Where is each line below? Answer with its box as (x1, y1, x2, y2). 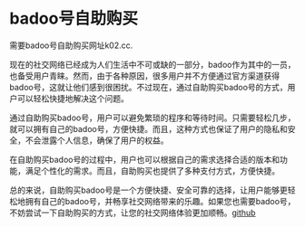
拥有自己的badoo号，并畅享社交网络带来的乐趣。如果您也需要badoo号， (25, 195, 296, 206)
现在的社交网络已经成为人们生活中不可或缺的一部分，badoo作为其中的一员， (9, 59, 296, 70)
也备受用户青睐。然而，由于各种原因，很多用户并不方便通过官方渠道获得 (9, 70, 280, 81)
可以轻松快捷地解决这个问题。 (16, 92, 129, 104)
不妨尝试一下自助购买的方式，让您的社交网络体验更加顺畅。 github (9, 207, 256, 218)
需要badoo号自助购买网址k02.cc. (9, 40, 133, 51)
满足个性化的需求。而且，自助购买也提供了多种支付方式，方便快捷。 (25, 165, 280, 176)
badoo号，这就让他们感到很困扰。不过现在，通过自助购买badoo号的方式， (9, 81, 288, 92)
